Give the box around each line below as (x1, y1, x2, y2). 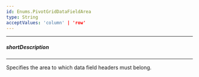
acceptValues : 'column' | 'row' (6, 20, 86, 25)
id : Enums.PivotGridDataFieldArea (6, 8, 92, 15)
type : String (6, 14, 38, 20)
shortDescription (6, 43, 49, 50)
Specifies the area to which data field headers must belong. (6, 64, 152, 71)
